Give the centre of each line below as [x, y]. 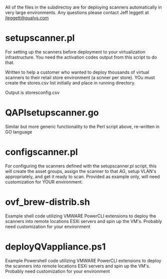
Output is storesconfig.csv [32, 92]
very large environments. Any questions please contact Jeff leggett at [77, 12]
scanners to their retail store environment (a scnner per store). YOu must [80, 77]
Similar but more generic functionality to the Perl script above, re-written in [82, 126]
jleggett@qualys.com [27, 18]
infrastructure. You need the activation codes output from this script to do [81, 57]
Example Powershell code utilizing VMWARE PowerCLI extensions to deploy [83, 260]
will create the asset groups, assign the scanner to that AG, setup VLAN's [81, 171]
